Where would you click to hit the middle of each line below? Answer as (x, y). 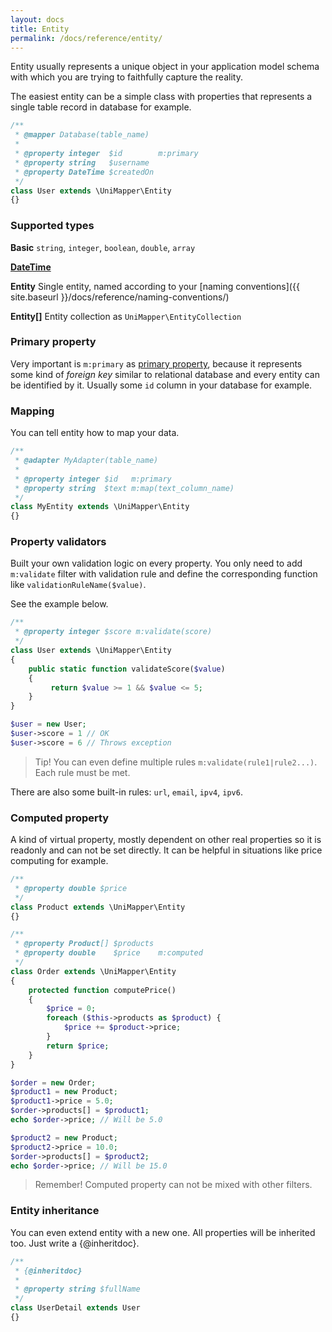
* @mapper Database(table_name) (82, 135)
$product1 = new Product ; (64, 1092)
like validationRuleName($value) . (78, 585)
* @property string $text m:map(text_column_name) (124, 488)
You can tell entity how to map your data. (95, 433)
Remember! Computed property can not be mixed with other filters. (173, 1185)
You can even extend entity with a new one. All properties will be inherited (163, 1232)
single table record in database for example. (101, 107)
